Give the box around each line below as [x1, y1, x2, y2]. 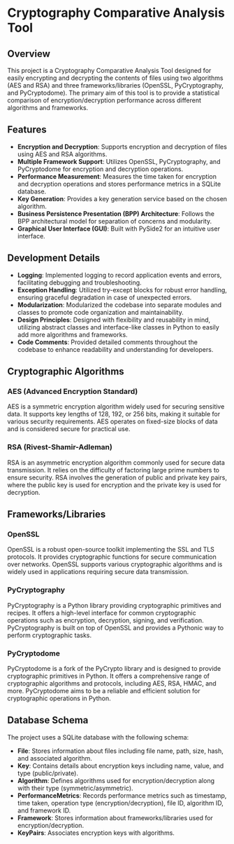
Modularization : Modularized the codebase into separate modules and [17, 300, 222, 309]
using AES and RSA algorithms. [17, 149, 108, 158]
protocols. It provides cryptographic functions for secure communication [7, 552, 217, 561]
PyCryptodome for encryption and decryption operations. [17, 165, 184, 173]
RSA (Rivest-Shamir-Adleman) [7, 442, 113, 452]
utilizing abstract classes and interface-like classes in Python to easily [17, 322, 220, 331]
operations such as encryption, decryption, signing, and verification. [7, 615, 204, 625]
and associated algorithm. [17, 754, 93, 762]
